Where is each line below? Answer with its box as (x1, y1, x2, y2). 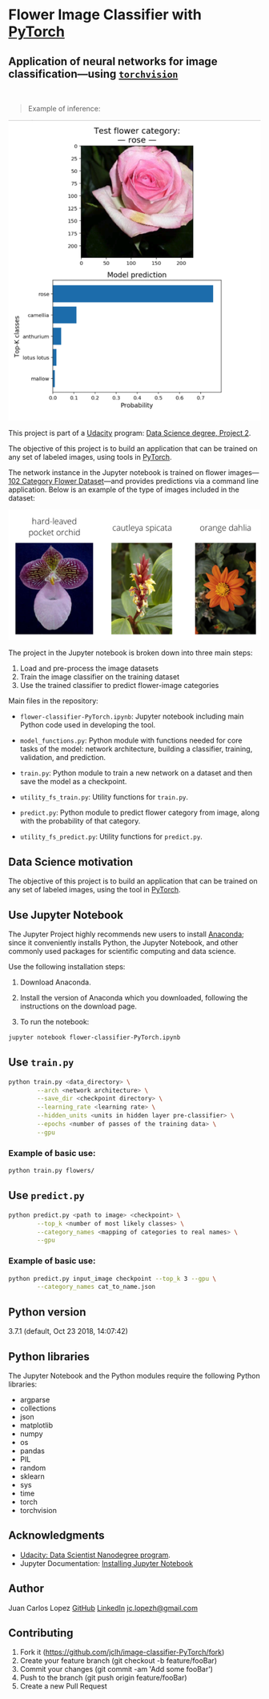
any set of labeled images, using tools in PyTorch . (8, 453, 172, 461)
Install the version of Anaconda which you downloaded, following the (19, 992, 248, 1002)
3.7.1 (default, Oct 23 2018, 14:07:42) (8, 1327, 128, 1336)
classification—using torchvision (8, 66, 179, 81)
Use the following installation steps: (8, 961, 126, 971)
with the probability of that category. (19, 816, 141, 826)
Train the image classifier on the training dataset (19, 672, 180, 682)
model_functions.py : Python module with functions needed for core (19, 735, 243, 746)
